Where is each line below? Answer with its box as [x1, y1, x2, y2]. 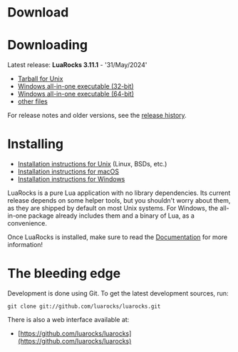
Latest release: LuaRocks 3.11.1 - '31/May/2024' [7, 61, 148, 69]
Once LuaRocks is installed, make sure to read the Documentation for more [7, 233, 228, 241]
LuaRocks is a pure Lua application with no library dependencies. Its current [7, 188, 231, 197]
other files [17, 97, 48, 106]
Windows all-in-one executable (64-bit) [17, 90, 134, 99]
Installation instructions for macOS [17, 167, 120, 176]
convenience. [7, 219, 48, 228]
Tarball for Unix [17, 74, 63, 83]
